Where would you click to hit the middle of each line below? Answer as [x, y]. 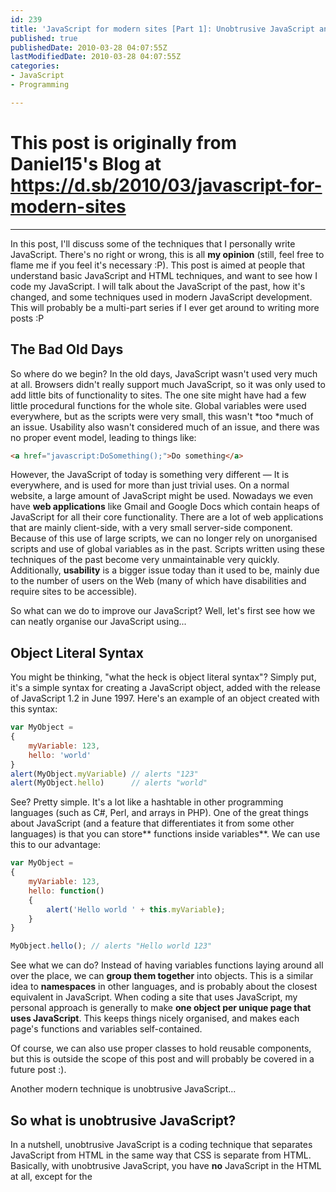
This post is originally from [124, 142]
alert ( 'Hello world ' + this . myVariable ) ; [136, 909]
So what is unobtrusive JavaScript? [123, 1120]
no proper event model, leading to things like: [103, 437]
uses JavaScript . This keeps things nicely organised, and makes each [155, 1018]
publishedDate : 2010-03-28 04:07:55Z [89, 47]
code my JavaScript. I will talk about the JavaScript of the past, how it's [158, 286]
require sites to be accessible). [74, 592]
